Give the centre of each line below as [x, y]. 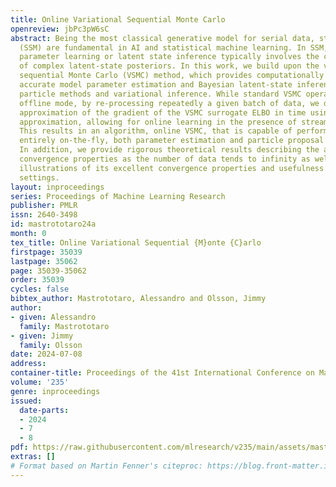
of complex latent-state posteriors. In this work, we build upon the [169, 66]
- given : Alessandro [53, 317]
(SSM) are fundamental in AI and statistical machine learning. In [163, 47]
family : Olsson [51, 345]
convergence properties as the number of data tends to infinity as [165, 159]
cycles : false [40, 289]
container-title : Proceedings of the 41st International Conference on [162, 373]
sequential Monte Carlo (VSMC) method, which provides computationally [172, 76]
